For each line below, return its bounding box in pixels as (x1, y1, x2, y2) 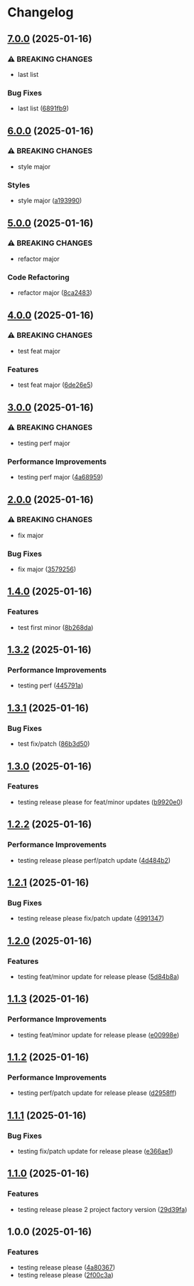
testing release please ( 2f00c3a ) (17, 1271, 114, 1280)
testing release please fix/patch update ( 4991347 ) (17, 914, 165, 923)
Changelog (7, 4, 74, 21)
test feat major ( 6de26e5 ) (17, 380, 94, 389)
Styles (7, 180, 31, 190)
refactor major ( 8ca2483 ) (17, 289, 92, 297)
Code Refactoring (7, 272, 70, 282)
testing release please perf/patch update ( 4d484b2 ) (17, 856, 171, 864)
